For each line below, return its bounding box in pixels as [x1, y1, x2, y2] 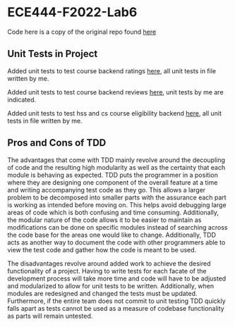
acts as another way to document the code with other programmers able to [7, 237, 226, 247]
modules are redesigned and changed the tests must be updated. [7, 289, 198, 297]
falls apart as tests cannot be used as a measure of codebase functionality [7, 304, 224, 312]
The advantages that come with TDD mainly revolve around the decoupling [7, 156, 226, 164]
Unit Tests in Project [7, 48, 98, 60]
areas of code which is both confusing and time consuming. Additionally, [7, 208, 219, 216]
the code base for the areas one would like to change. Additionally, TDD [7, 230, 217, 239]
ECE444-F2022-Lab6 [7, 4, 138, 20]
